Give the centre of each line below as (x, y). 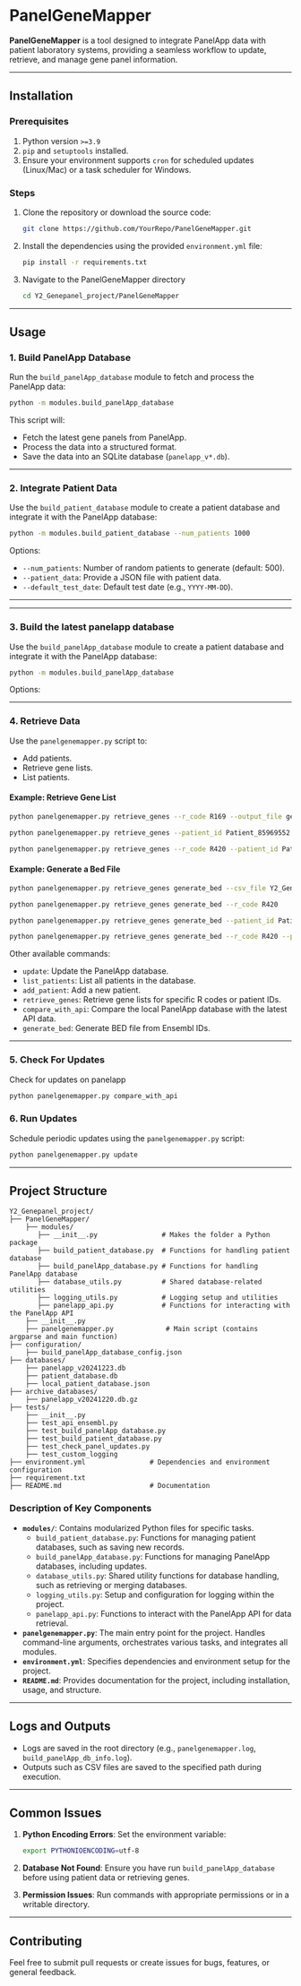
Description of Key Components (81, 1509)
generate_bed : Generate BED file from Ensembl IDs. (116, 1028)
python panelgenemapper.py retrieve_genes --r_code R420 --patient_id (144, 849)
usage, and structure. (62, 1689)
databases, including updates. (91, 1566)
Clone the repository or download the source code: (116, 212)
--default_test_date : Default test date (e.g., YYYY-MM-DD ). (128, 587)
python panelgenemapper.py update (74, 1155)
